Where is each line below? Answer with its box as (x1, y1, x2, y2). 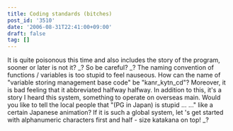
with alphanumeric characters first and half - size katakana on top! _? (7, 116, 209, 124)
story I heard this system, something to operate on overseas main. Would (7, 93, 221, 102)
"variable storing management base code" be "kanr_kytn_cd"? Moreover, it (7, 78, 227, 87)
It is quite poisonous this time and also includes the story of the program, (7, 56, 221, 64)
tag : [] (7, 37, 30, 44)
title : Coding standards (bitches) (7, 10, 113, 18)
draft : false (7, 30, 46, 37)
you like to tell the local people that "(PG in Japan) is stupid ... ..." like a (7, 101, 214, 109)
